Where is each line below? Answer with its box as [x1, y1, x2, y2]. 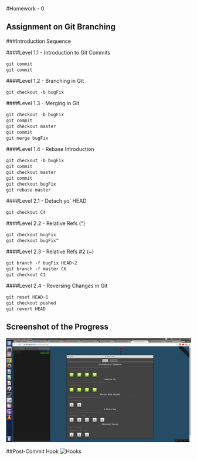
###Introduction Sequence [6, 38, 72, 45]
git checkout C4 [6, 209, 46, 215]
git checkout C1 [6, 271, 46, 278]
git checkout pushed [6, 300, 57, 306]
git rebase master [6, 187, 51, 193]
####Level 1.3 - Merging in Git [6, 99, 80, 106]
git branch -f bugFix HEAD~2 [6, 260, 77, 266]
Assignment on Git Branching [6, 22, 116, 32]
